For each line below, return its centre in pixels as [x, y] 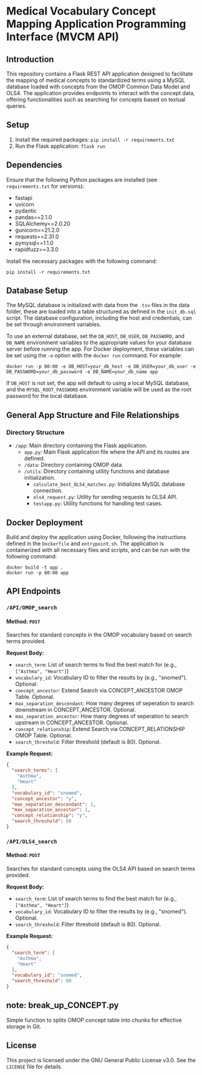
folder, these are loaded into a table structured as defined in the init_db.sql [101, 312]
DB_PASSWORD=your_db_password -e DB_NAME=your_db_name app [82, 372]
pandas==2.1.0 [34, 217]
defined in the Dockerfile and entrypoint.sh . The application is [85, 543]
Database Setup [37, 291]
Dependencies [34, 165]
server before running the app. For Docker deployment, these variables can [100, 349]
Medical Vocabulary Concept [81, 11]
